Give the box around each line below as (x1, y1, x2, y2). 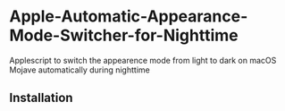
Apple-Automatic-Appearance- (9, 6, 248, 27)
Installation (9, 90, 73, 106)
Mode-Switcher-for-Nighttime (9, 25, 239, 46)
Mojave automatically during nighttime (9, 64, 150, 75)
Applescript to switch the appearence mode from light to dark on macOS (9, 55, 277, 65)
